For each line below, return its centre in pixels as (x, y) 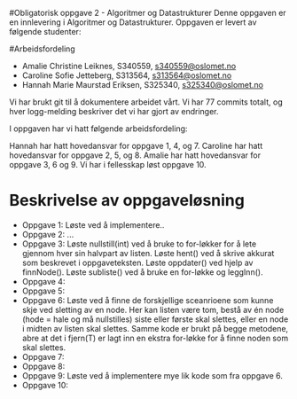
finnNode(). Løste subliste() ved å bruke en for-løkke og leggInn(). (142, 272)
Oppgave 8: (43, 366)
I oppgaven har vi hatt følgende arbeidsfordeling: (98, 129)
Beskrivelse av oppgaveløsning (127, 201)
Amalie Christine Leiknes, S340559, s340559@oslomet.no (129, 66)
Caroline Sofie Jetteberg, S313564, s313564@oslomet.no (127, 75)
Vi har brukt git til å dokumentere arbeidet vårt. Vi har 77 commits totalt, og (146, 102)
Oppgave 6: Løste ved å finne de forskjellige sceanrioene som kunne (148, 300)
